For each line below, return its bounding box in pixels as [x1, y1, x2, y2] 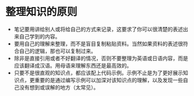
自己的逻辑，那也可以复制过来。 [19, 47, 96, 54]
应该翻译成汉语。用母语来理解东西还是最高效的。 [13, 62, 132, 69]
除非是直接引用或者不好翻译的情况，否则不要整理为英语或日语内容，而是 [13, 55, 188, 62]
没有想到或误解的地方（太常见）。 [19, 84, 99, 91]
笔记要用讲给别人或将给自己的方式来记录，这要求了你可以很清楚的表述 [13, 26, 183, 33]
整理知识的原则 [5, 5, 78, 19]
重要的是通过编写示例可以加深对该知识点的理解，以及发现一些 [34, 76, 183, 83]
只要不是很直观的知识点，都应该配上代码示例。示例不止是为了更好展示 [13, 69, 183, 76]
